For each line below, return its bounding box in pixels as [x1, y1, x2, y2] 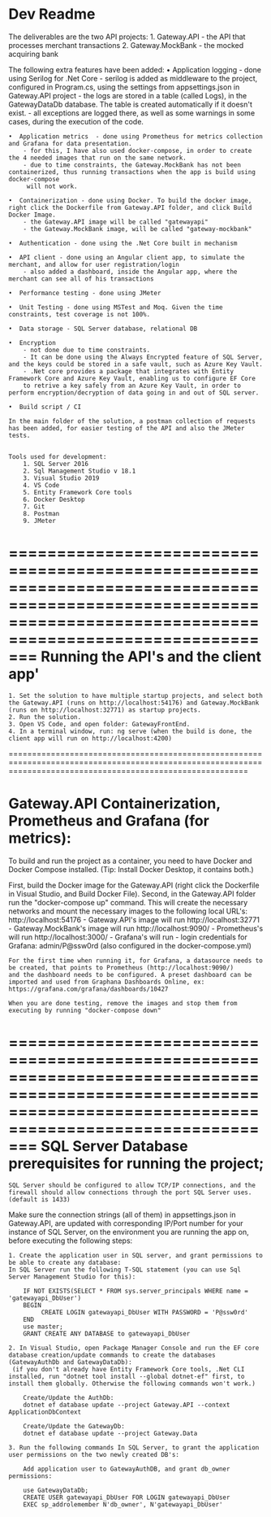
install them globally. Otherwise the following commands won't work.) [8, 1380, 256, 1388]
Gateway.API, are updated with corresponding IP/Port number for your [8, 1218, 243, 1228]
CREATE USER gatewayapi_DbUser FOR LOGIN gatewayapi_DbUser [23, 1493, 230, 1502]
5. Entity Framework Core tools [23, 488, 132, 496]
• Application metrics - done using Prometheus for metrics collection [8, 132, 264, 141]
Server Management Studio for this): [8, 1272, 136, 1281]
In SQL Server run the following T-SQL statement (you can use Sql [8, 1266, 242, 1274]
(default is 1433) [8, 1195, 71, 1204]
